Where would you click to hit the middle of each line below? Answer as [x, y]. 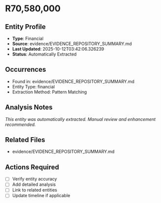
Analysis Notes [29, 107]
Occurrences [26, 70]
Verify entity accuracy [35, 179]
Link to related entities [35, 190]
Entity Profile [25, 27]
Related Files [25, 140]
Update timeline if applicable [41, 196]
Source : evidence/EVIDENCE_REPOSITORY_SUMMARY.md [72, 44]
